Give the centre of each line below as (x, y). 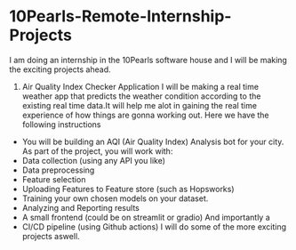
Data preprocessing (58, 170)
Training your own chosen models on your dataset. (115, 198)
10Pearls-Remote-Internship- (120, 16)
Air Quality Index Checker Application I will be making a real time (140, 86)
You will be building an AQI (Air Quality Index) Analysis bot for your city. (153, 141)
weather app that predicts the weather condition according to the (141, 96)
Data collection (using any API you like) (94, 160)
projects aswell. (51, 236)
